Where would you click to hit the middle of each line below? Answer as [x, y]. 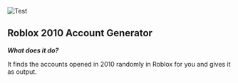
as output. [22, 72]
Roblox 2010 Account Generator [80, 33]
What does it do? [33, 50]
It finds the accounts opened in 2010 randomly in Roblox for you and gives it [119, 64]
